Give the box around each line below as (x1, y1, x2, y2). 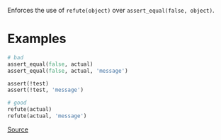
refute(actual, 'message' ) (7, 112, 87, 119)
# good (7, 99, 27, 107)
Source (7, 125, 28, 134)
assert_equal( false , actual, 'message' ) (7, 67, 129, 74)
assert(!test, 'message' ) (7, 86, 84, 94)
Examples (7, 31, 67, 47)
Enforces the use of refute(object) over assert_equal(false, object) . (7, 6, 215, 14)
